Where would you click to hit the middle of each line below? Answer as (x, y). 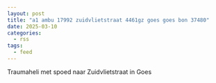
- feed (23, 53)
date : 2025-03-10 (32, 26)
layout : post (26, 13)
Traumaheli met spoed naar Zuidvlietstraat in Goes (80, 72)
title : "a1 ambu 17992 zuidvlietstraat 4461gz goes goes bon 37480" (108, 20)
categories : (24, 33)
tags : (15, 46)
